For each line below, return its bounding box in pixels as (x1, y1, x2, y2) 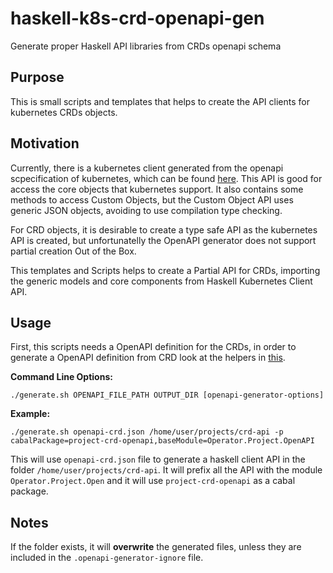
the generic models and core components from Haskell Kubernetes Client (10, 275, 313, 287)
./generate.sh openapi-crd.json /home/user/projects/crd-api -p (10, 427, 284, 437)
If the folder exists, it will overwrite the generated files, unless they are (10, 541, 302, 553)
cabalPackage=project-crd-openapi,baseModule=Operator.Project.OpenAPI (10, 436, 315, 446)
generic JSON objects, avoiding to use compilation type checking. (10, 204, 283, 216)
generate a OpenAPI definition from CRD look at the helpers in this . (10, 352, 286, 364)
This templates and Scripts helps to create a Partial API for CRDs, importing (10, 264, 321, 276)
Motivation (10, 135, 80, 152)
